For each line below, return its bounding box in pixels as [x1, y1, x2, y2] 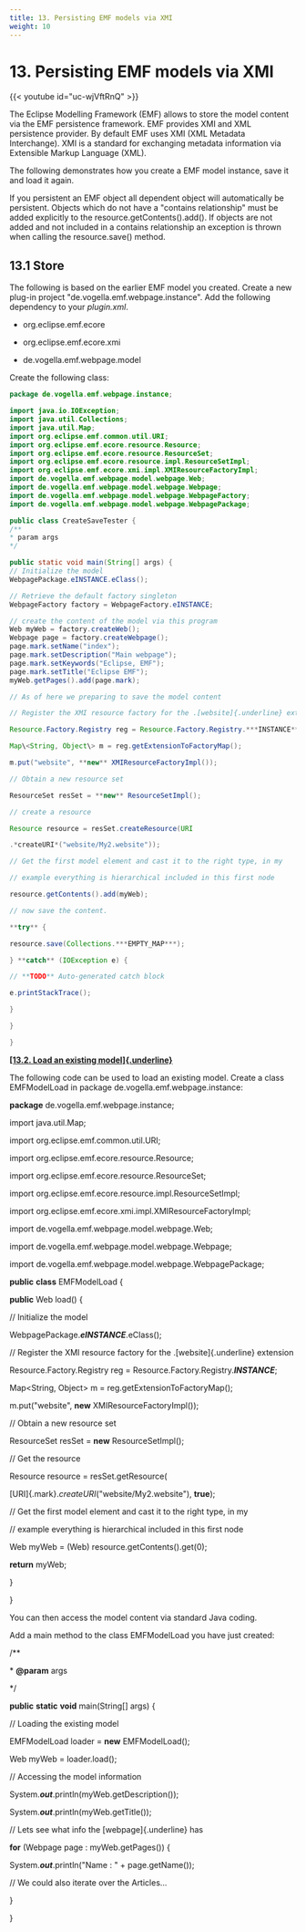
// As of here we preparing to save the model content [9, 692, 222, 701]
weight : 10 [9, 22, 51, 31]
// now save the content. [9, 906, 107, 915]
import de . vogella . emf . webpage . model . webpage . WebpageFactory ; [9, 491, 250, 500]
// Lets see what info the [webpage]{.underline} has [9, 1823, 203, 1834]
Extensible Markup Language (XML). [9, 148, 148, 159]
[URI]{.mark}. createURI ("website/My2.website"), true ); [9, 1488, 216, 1499]
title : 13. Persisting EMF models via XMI [9, 13, 173, 23]
